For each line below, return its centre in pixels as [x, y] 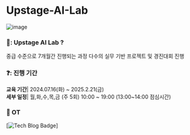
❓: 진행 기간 [22, 73]
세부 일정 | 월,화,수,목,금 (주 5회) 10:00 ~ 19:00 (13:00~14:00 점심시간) [89, 97]
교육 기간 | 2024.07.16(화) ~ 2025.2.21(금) [55, 89]
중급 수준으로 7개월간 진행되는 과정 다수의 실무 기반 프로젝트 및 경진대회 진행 [95, 56]
